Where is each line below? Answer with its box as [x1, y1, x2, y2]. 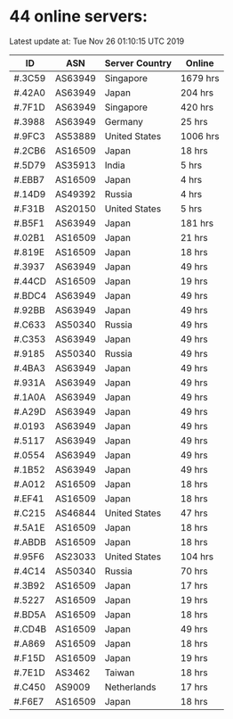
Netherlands [104, 681, 157, 693]
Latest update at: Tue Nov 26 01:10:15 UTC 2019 [9, 36, 185, 46]
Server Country [104, 56, 172, 69]
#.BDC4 [13, 289, 47, 302]
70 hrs [180, 565, 208, 577]
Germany [104, 115, 144, 128]
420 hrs [180, 101, 214, 113]
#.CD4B [13, 623, 47, 635]
